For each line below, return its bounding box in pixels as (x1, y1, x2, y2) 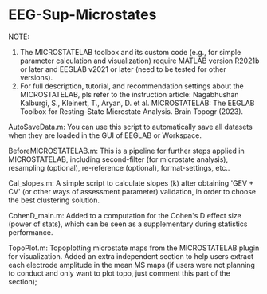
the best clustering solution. (8, 195, 100, 205)
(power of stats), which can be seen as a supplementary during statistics (8, 219, 248, 229)
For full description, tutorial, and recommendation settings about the (19, 81, 245, 91)
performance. (8, 227, 53, 237)
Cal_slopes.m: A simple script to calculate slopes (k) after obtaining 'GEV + (8, 178, 254, 188)
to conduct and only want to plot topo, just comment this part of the (8, 269, 231, 278)
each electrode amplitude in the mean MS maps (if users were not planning (8, 260, 255, 269)
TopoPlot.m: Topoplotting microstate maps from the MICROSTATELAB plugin (8, 243, 260, 253)
